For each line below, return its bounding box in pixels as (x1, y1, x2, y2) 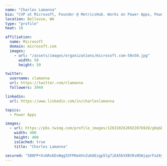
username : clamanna (9, 76, 50, 81)
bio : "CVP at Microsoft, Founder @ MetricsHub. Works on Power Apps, (5, 12, 153, 17)
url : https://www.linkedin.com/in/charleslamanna (9, 99, 114, 104)
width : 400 (14, 130, 37, 135)
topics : (5, 108, 21, 112)
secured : (5, 153, 23, 158)
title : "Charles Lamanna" (14, 144, 68, 149)
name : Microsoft (9, 39, 43, 45)
